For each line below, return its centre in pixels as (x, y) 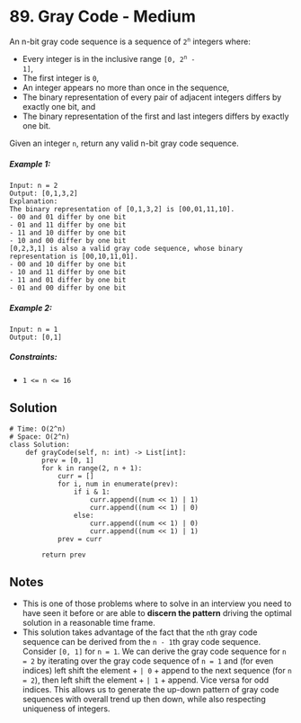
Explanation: (34, 201)
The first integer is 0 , (61, 77)
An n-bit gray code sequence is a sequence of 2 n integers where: (130, 41)
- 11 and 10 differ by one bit (68, 232)
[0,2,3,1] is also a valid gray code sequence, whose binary (126, 248)
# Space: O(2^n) (40, 437)
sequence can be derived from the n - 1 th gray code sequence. (142, 642)
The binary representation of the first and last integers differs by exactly (155, 116)
